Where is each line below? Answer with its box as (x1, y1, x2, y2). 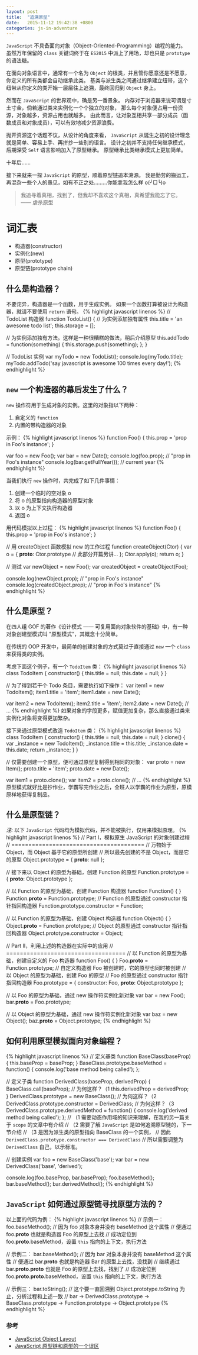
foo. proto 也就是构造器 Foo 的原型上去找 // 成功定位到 (6, 1231, 137, 1238)
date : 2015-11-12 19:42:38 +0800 (6, 20, 94, 25)
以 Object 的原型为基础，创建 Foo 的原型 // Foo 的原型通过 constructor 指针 (6, 972, 189, 979)
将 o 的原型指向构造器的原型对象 (14, 496, 94, 504)
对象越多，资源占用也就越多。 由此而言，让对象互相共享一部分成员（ (16, 112, 183, 119)
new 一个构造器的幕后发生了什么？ (6, 385, 128, 395)
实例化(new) (14, 250, 45, 257)
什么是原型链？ (6, 810, 61, 820)
